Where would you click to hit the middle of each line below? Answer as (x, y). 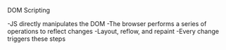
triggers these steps (36, 39)
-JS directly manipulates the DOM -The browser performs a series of (107, 24)
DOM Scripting (29, 10)
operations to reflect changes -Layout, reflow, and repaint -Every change (113, 31)
